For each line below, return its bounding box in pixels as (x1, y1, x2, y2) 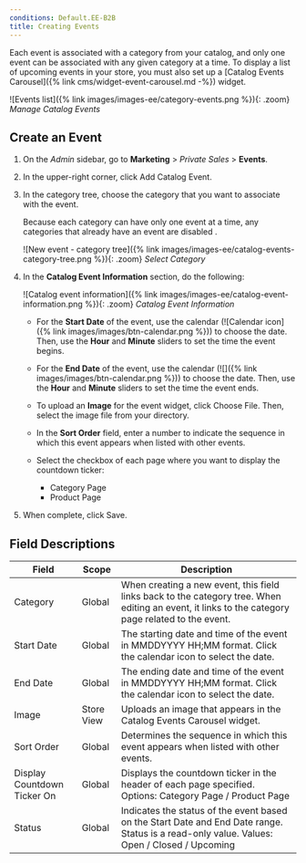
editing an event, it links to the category (120, 601, 290, 614)
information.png (22, 298, 84, 310)
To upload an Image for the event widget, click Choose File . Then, (36, 400, 284, 411)
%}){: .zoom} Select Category (93, 254, 206, 265)
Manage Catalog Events (9, 103, 101, 114)
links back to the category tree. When (120, 590, 282, 603)
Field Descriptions (9, 535, 116, 552)
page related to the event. (120, 613, 231, 626)
